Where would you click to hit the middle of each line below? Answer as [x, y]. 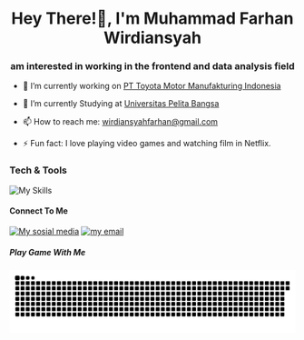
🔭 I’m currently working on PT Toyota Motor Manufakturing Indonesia [152, 86]
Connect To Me [39, 211]
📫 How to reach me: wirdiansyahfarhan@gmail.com [120, 122]
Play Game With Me [48, 252]
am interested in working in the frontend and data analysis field [152, 66]
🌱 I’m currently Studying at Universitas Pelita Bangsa [121, 104]
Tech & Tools [39, 170]
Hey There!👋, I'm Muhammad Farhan [152, 19]
